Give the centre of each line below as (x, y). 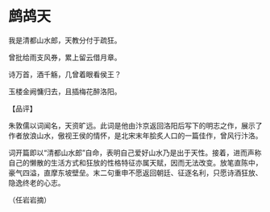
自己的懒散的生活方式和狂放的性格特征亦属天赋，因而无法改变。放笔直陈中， (135, 162)
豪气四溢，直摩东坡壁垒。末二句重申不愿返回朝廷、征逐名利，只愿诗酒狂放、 (135, 173)
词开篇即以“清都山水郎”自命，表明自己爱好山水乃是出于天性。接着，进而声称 (135, 153)
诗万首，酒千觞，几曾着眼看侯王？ (65, 74)
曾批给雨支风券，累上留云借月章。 (65, 57)
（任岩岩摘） (29, 200)
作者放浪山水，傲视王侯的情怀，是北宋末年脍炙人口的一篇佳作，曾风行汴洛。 (135, 135)
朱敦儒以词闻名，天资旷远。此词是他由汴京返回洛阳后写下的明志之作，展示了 (135, 125)
